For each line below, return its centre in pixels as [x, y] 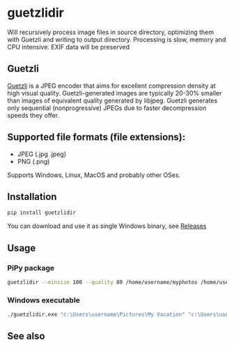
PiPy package [31, 268]
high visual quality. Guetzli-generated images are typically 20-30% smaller [115, 93]
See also [26, 336]
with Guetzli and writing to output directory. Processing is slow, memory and [117, 39]
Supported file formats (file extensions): [96, 137]
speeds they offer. [33, 115]
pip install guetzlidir [42, 213]
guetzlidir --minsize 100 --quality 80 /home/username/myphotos [102, 282]
